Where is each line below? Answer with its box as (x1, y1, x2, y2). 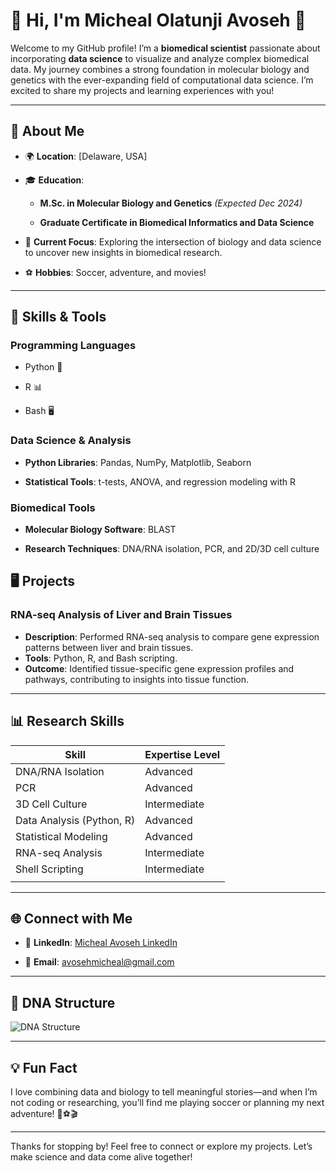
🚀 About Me (10, 123, 85, 140)
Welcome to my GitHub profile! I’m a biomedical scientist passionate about (10, 42, 321, 54)
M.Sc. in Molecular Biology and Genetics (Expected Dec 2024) (39, 197, 303, 209)
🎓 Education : (24, 174, 85, 186)
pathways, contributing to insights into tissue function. (24, 673, 250, 685)
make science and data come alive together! (10, 1150, 193, 1163)
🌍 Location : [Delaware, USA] (24, 150, 148, 162)
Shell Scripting (15, 862, 84, 876)
